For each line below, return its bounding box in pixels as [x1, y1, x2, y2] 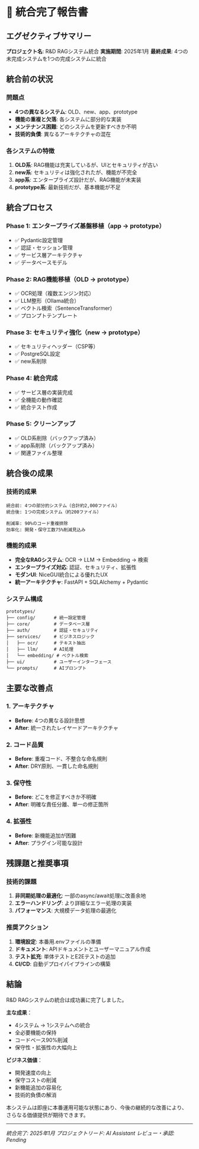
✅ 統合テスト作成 [14, 403, 57, 410]
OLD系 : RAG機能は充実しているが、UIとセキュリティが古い [14, 161, 158, 168]
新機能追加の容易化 [14, 1084, 62, 1091]
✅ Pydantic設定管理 [14, 236, 63, 243]
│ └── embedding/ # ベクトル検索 [6, 653, 89, 659]
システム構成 [6, 594, 43, 603]
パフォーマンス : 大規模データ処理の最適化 [14, 907, 117, 914]
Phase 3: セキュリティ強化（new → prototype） [6, 328, 144, 336]
